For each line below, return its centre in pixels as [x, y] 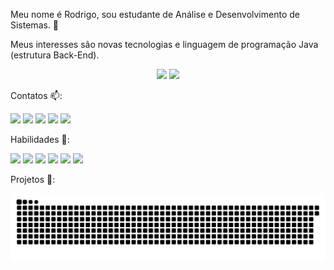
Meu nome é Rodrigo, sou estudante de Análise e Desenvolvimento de [155, 14]
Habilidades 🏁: [40, 139]
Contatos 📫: [36, 95]
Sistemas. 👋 [35, 25]
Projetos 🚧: [33, 179]
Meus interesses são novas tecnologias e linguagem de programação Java [164, 44]
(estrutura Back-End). [55, 55]
